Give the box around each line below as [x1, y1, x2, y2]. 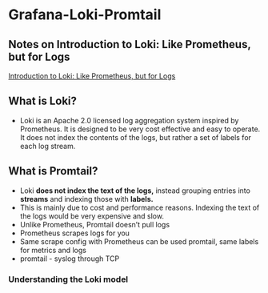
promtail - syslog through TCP [19, 254, 120, 263]
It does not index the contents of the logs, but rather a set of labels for [19, 132, 252, 142]
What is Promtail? [8, 164, 98, 178]
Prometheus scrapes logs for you [19, 228, 130, 238]
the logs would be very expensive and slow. [19, 211, 164, 221]
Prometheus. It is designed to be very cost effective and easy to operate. [19, 124, 261, 134]
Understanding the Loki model [8, 274, 129, 285]
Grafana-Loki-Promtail [8, 6, 162, 24]
